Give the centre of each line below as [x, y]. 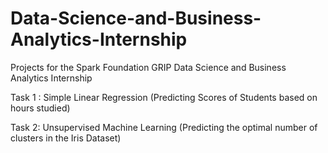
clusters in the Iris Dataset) [66, 138]
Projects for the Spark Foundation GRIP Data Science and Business [148, 67]
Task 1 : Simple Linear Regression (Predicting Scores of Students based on [164, 97]
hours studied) [40, 108]
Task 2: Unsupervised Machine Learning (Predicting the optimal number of [164, 127]
